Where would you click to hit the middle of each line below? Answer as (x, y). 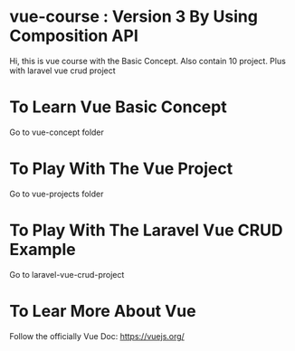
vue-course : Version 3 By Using (133, 17)
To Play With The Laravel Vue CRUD (146, 230)
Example (43, 250)
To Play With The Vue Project (121, 169)
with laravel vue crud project (62, 71)
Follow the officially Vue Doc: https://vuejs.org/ (97, 336)
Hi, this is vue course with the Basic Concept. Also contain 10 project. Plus (148, 61)
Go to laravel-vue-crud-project (67, 274)
